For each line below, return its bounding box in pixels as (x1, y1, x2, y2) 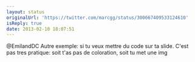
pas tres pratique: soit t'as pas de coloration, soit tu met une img (6, 49, 168, 57)
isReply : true (6, 20, 43, 26)
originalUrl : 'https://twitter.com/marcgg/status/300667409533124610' (6, 15, 189, 21)
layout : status (6, 9, 45, 15)
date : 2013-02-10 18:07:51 (6, 26, 75, 32)
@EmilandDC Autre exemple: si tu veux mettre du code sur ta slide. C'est (6, 43, 189, 50)
